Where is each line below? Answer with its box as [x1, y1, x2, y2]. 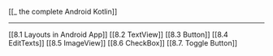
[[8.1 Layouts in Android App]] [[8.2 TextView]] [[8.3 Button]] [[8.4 [8, 30, 229, 39]
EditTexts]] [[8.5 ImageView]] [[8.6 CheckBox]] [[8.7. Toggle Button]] [8, 38, 238, 47]
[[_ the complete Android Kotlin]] [8, 7, 118, 16]
